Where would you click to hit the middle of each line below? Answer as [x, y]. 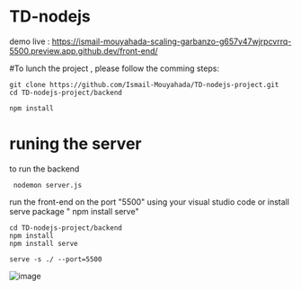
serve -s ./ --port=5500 [56, 259]
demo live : [30, 41]
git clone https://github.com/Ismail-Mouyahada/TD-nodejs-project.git [144, 84]
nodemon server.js [48, 185]
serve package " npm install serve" [74, 211]
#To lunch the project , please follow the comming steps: [115, 68]
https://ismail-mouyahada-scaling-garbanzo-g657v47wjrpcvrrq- [172, 41]
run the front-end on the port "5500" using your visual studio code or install [150, 202]
